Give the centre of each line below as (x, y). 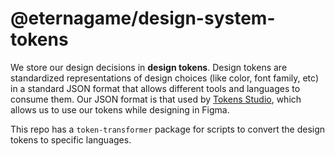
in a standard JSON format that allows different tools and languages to (155, 88)
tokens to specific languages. (71, 139)
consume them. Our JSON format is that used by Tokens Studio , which (156, 99)
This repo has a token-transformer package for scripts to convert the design (168, 129)
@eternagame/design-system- (143, 18)
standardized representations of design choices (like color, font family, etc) (165, 78)
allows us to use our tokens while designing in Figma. (120, 109)
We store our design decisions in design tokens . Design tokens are (149, 67)
